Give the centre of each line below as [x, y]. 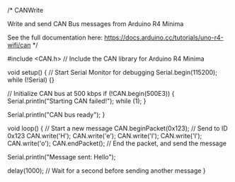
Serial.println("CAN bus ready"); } [56, 115]
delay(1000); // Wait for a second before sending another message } [107, 171]
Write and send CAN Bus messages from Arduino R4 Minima [96, 24]
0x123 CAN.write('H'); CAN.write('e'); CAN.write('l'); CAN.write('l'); [105, 136]
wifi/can [19, 45]
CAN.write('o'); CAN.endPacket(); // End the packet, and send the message [117, 143]
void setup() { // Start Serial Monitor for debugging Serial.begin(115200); [113, 72]
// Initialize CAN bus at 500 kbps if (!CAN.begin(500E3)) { [91, 93]
